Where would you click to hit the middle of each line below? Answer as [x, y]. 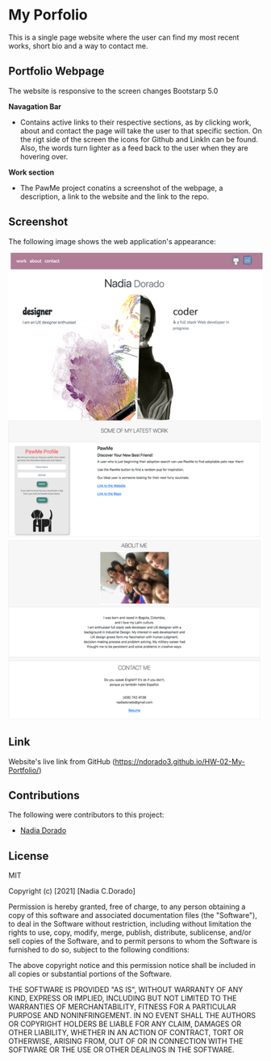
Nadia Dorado [43, 831]
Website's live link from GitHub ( [62, 761]
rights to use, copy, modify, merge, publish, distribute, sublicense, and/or [130, 932]
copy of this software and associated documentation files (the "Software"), [133, 915]
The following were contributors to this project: [86, 815]
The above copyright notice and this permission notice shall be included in [132, 966]
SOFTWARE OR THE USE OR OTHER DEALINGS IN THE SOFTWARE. [121, 1050]
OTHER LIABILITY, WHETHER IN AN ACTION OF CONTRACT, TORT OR [126, 1033]
